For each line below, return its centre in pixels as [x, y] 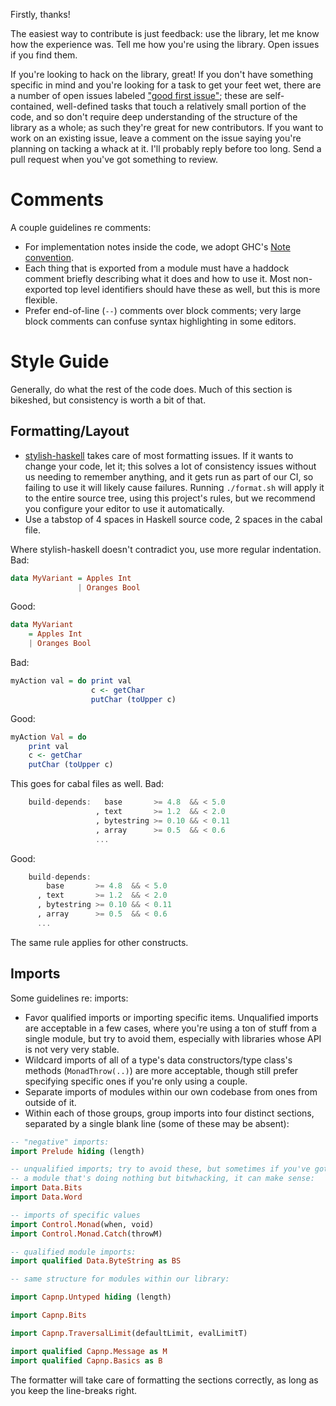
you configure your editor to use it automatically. [124, 508]
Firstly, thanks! [40, 14]
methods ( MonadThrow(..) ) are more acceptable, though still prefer [161, 1070]
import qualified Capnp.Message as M [89, 1351]
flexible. [41, 300]
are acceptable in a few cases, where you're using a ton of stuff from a [170, 1028]
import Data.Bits [46, 1188]
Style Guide [60, 361]
